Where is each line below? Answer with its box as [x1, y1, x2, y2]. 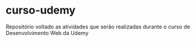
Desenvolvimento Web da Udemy [5, 29, 89, 36]
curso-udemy [5, 4, 76, 17]
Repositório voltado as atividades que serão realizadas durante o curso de [5, 23, 191, 30]
